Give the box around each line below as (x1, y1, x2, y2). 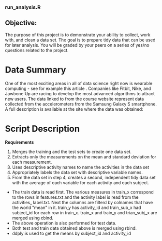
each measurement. (12, 159, 52, 165)
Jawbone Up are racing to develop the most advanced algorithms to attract (5, 90, 155, 96)
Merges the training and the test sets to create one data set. (12, 149, 132, 155)
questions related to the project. (5, 47, 69, 53)
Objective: (5, 19, 37, 27)
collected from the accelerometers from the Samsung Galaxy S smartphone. (5, 101, 157, 107)
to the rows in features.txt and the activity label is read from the (12, 194, 139, 200)
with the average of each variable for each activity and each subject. (12, 179, 149, 186)
